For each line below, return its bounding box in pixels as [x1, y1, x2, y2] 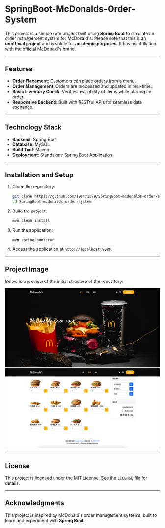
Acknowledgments [5, 499, 65, 507]
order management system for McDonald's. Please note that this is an [5, 35, 146, 41]
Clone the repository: [12, 184, 55, 190]
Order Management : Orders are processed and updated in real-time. [12, 83, 152, 89]
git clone [12, 194, 33, 199]
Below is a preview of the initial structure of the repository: [5, 278, 124, 284]
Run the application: [12, 227, 53, 233]
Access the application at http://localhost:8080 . [12, 246, 112, 252]
